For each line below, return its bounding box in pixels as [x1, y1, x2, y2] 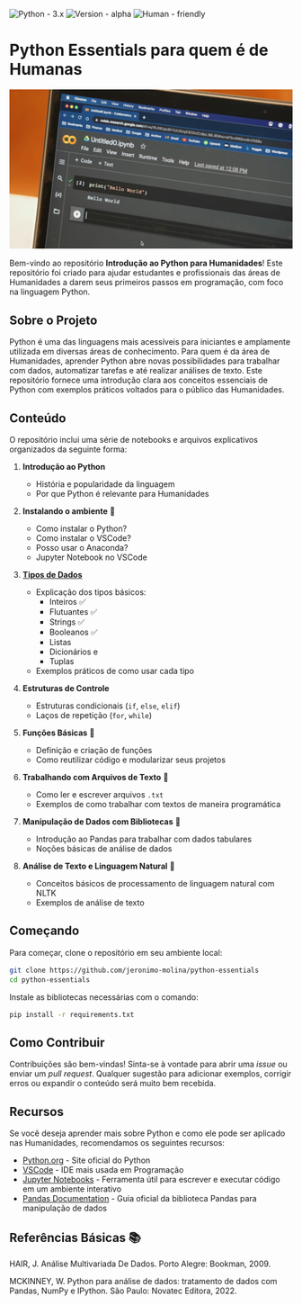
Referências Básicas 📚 [9, 1229, 142, 1246]
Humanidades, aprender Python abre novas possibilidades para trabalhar [9, 355, 280, 366]
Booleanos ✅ [49, 626, 98, 638]
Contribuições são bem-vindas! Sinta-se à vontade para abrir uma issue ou [9, 1058, 288, 1070]
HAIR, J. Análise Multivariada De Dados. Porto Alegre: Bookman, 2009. [9, 1258, 271, 1269]
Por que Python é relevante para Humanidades [35, 489, 209, 499]
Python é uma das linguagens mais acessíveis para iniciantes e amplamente [9, 337, 290, 347]
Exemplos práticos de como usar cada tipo [35, 666, 195, 677]
